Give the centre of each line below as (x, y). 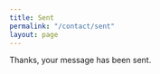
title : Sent (32, 18)
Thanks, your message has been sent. (80, 60)
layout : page (34, 34)
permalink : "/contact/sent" (62, 26)
